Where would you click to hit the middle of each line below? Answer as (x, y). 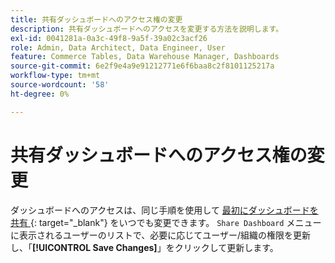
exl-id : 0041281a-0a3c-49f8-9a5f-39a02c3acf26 (109, 38)
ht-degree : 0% (40, 94)
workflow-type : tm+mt (55, 76)
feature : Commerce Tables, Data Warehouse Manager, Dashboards (145, 57)
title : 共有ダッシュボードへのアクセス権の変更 (96, 19)
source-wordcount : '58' (60, 85)
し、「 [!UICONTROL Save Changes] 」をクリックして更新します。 (144, 247)
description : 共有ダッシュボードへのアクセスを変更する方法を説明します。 (147, 29)
